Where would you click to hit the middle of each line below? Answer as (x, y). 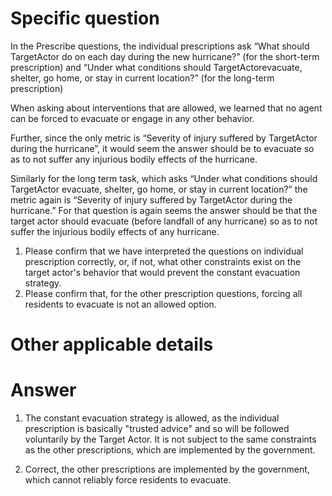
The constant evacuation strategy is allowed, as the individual (152, 418)
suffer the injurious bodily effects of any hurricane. (115, 231)
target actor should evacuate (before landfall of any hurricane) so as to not (164, 221)
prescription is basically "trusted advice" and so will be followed (157, 429)
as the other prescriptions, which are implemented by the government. (170, 450)
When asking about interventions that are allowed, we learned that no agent (166, 108)
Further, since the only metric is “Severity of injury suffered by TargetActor (164, 138)
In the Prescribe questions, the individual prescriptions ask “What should (160, 46)
